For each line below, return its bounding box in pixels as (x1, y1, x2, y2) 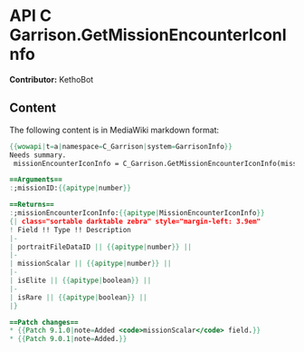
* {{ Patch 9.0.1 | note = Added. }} (9, 335, 128, 344)
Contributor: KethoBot (9, 73, 94, 84)
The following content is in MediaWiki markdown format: (9, 124, 220, 135)
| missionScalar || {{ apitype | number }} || (9, 259, 172, 269)
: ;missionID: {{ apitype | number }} (9, 183, 131, 193)
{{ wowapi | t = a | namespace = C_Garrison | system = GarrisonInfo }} (9, 142, 233, 151)
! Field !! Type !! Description (9, 225, 131, 234)
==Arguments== (9, 175, 63, 184)
